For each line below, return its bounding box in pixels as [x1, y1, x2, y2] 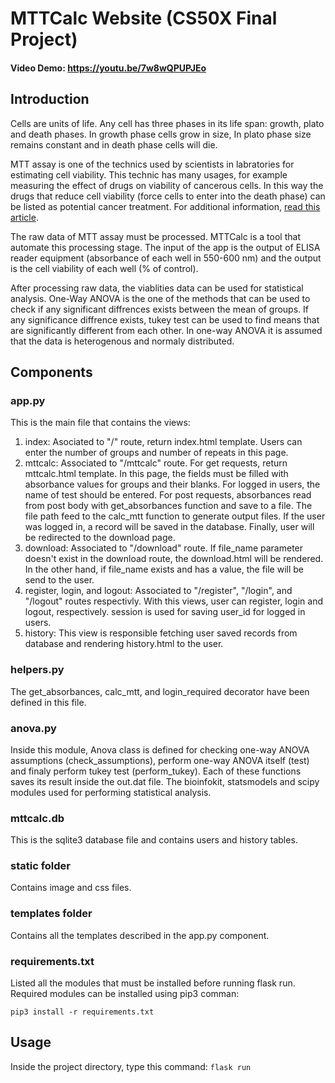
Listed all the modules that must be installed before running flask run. [10, 977, 296, 989]
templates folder [10, 907, 93, 921]
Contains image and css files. [10, 882, 132, 894]
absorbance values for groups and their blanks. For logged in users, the [24, 478, 321, 491]
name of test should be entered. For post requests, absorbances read [24, 489, 312, 501]
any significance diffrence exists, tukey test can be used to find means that [10, 313, 320, 326]
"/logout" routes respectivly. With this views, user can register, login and [24, 595, 324, 607]
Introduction [10, 91, 90, 108]
